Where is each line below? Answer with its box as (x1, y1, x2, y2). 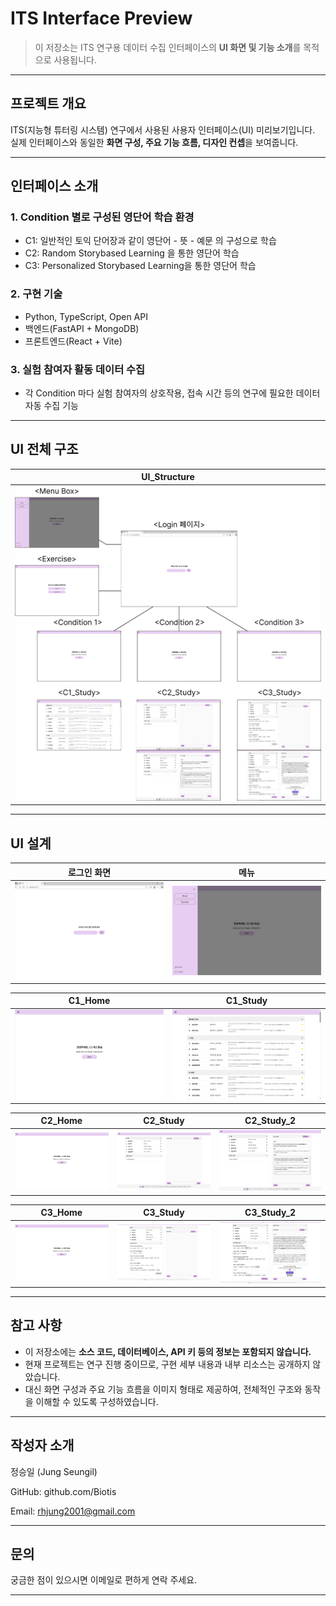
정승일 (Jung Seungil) (10, 1465, 98, 1477)
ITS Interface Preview (10, 7, 193, 30)
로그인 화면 (67, 866, 112, 878)
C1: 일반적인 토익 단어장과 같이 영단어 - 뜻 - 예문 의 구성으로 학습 (24, 235, 277, 247)
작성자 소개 (10, 1437, 75, 1454)
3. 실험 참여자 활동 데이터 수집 (10, 362, 146, 376)
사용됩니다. (53, 53, 97, 66)
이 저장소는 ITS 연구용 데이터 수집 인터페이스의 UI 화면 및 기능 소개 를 (34, 41, 302, 53)
